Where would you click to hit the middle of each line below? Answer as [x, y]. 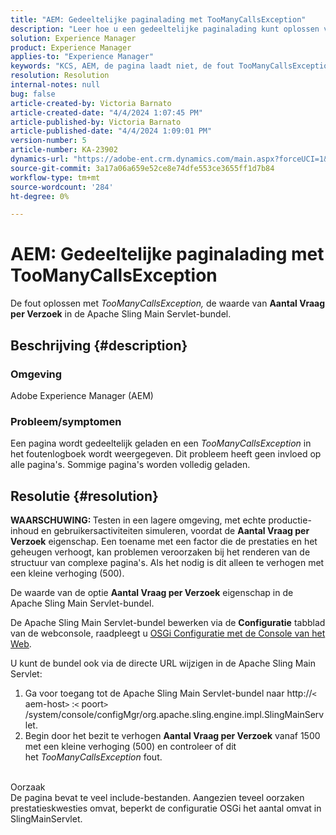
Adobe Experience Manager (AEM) [82, 395]
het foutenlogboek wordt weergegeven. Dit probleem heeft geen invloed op [166, 454]
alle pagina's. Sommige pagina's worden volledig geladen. [130, 465]
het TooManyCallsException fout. [93, 757]
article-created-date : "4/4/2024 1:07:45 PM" [106, 112]
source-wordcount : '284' [62, 187]
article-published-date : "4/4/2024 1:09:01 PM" [111, 131]
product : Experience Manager [71, 47]
